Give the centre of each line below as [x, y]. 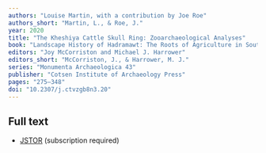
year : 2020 [26, 30]
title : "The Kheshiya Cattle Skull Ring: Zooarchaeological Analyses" [127, 38]
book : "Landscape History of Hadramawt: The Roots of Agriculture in [125, 45]
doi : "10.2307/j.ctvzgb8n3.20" [60, 89]
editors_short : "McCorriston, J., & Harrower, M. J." [99, 60]
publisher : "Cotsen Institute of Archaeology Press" [97, 75]
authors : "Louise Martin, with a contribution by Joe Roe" [108, 15]
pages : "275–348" [37, 82]
